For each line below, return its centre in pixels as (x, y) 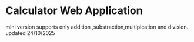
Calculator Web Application (74, 11)
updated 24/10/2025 (30, 33)
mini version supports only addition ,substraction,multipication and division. (97, 27)
